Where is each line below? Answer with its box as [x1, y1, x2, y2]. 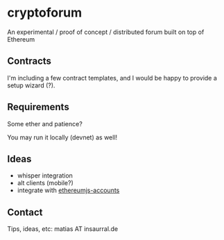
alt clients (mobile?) [17, 179, 74, 187]
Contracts [7, 55, 52, 67]
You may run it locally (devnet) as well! [7, 133, 118, 142]
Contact [7, 206, 43, 218]
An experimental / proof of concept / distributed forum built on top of [7, 28, 205, 36]
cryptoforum [7, 5, 83, 21]
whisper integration [17, 171, 73, 180]
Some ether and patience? [7, 119, 83, 128]
